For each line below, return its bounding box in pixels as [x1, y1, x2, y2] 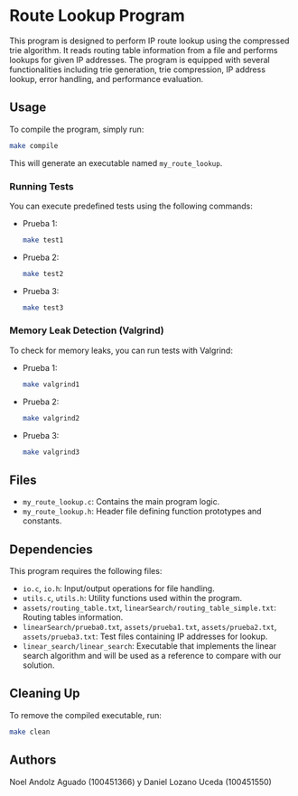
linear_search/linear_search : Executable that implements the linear [22, 641, 277, 652]
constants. [22, 515, 62, 526]
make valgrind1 [22, 380, 80, 389]
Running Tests [9, 180, 74, 192]
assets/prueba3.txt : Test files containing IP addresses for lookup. [22, 631, 268, 642]
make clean [9, 727, 51, 736]
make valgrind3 [22, 448, 80, 457]
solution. [22, 660, 55, 671]
